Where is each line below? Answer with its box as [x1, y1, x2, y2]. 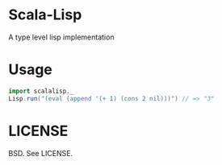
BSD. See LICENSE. [8, 148, 73, 158]
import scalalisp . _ [8, 87, 74, 95]
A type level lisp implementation [8, 32, 115, 42]
